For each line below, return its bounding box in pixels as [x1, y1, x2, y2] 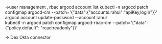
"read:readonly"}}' [40, 25, 78, 31]
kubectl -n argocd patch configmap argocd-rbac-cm [5, 20, 112, 25]
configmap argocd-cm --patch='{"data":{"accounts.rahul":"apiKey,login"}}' [5, 9, 158, 15]
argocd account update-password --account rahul [5, 15, 107, 20]
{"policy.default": [5, 25, 40, 31]
